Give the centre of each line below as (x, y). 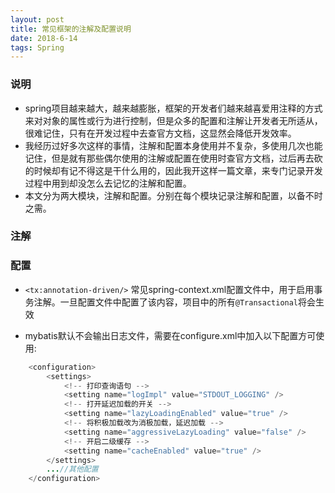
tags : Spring (37, 47)
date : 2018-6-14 (44, 38)
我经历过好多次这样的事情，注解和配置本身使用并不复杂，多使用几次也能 (173, 145)
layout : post (37, 19)
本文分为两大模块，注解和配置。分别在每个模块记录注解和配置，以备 (165, 195)
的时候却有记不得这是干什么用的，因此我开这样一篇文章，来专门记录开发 (173, 170)
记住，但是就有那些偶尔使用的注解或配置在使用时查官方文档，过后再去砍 (173, 158)
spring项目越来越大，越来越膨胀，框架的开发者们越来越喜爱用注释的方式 (173, 108)
